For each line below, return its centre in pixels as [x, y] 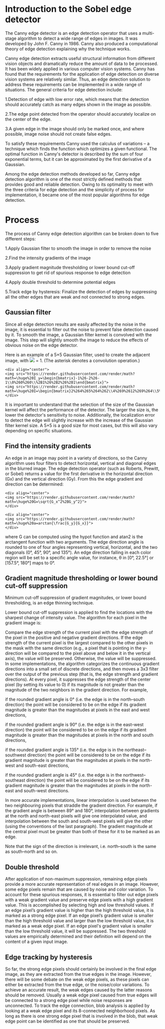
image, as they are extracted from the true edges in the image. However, [78, 974]
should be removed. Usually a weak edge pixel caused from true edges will [81, 995]
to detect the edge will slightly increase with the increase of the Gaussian [79, 420]
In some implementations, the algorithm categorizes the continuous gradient [82, 664]
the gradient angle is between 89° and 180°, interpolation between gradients [82, 811]
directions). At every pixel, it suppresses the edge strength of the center [78, 679]
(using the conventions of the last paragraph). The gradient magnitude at [79, 826]
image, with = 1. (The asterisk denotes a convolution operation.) [72, 361]
